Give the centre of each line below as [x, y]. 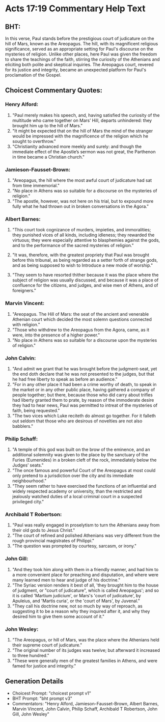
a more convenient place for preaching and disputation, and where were [85, 575]
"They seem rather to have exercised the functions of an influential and [84, 486]
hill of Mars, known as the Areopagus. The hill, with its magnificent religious [82, 44]
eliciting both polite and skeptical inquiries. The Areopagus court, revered [79, 65]
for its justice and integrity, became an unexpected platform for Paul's [76, 70]
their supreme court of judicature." [47, 645]
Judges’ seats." [28, 465]
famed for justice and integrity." [44, 666]
